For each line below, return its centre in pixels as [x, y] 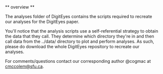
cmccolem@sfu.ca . [24, 66]
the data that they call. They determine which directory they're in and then [80, 36]
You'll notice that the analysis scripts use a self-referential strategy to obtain [82, 31]
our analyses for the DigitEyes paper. [42, 22]
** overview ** [20, 7]
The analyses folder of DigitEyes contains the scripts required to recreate [79, 16]
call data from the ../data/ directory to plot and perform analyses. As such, [80, 41]
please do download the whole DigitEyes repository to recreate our [72, 46]
